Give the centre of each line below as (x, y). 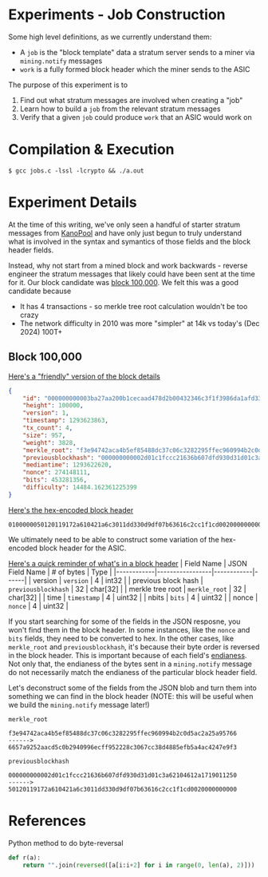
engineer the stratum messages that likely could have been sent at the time (132, 274)
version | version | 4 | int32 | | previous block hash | (118, 580)
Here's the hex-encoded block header (71, 510)
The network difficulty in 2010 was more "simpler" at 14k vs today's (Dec (140, 323)
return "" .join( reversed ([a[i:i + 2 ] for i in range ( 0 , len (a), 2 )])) (139, 865)
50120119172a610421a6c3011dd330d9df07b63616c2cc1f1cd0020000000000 (123, 789)
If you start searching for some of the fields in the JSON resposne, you (124, 621)
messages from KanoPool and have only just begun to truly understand (125, 232)
